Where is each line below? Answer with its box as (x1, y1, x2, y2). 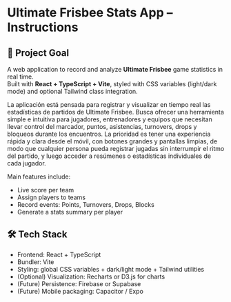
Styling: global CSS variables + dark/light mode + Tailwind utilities (17, 265, 205, 273)
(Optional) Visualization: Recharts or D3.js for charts (17, 272, 165, 281)
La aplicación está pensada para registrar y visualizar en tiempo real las (7, 101, 211, 108)
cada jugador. (7, 159, 46, 167)
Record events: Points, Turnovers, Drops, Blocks (17, 201, 155, 208)
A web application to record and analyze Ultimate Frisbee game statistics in (7, 66, 223, 73)
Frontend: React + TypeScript (17, 250, 101, 259)
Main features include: (7, 172, 71, 181)
